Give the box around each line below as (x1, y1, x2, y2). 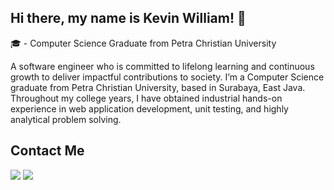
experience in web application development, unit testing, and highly (10, 102, 289, 115)
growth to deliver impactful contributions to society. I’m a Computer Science (10, 71, 325, 83)
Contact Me (10, 142, 85, 160)
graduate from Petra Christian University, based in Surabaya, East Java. (10, 81, 306, 93)
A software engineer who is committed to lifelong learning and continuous (10, 60, 315, 72)
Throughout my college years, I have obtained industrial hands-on (10, 92, 283, 104)
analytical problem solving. (10, 113, 122, 125)
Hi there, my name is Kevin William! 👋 (10, 10, 247, 27)
